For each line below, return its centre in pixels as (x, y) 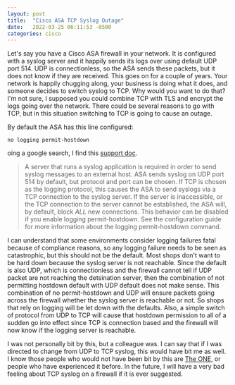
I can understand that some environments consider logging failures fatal (112, 240)
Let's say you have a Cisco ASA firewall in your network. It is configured (112, 54)
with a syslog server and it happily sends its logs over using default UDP (112, 61)
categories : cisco (34, 33)
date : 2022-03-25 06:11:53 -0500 (59, 27)
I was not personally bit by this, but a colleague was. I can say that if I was (115, 344)
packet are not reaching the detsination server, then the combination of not (116, 278)
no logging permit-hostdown (49, 140)
